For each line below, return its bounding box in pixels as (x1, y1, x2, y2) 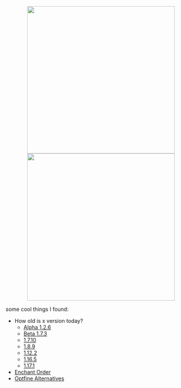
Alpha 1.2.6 (23, 324, 51, 331)
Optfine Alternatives (14, 375, 65, 382)
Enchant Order (14, 369, 51, 375)
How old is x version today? (14, 318, 83, 324)
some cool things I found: (5, 305, 69, 313)
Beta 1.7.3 (23, 330, 48, 337)
